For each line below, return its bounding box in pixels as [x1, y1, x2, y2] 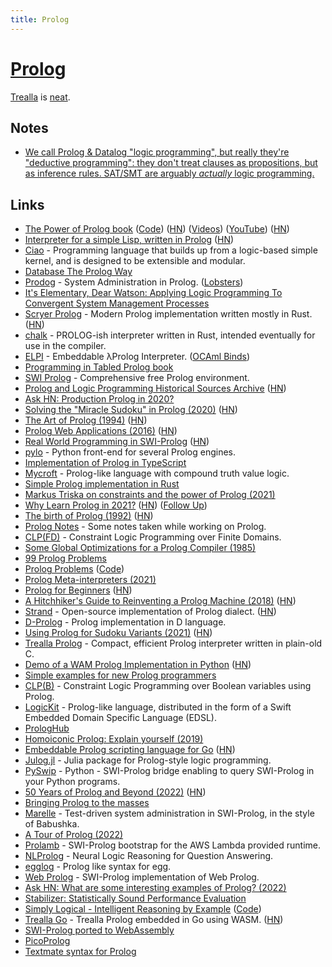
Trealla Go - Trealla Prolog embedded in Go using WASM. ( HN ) [24, 914, 284, 926]
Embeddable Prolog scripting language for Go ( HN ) [24, 744, 236, 756]
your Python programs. [24, 776, 121, 788]
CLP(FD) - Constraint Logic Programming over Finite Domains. [24, 531, 282, 543]
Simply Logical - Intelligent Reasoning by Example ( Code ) [24, 903, 262, 915]
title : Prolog [10, 14, 70, 25]
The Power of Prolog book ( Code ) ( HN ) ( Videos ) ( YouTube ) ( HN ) [24, 223, 290, 235]
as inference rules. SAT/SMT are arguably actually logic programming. [24, 167, 315, 180]
